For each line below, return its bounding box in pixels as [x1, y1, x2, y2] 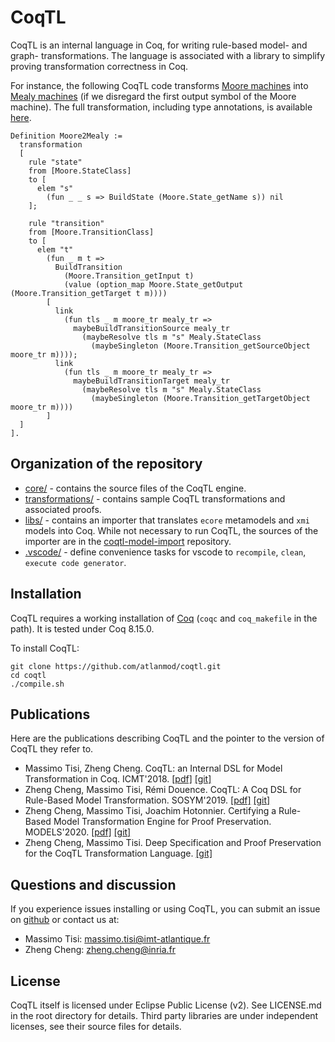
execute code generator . [24, 556, 127, 568]
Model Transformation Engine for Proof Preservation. [53, 816, 272, 828]
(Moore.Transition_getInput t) [63, 271, 195, 281]
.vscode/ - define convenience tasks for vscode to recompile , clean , [24, 546, 307, 558]
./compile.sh [10, 679, 65, 689]
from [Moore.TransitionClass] [28, 227, 155, 237]
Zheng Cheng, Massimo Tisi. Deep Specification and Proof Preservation [24, 837, 322, 849]
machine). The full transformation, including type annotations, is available [10, 101, 313, 113]
